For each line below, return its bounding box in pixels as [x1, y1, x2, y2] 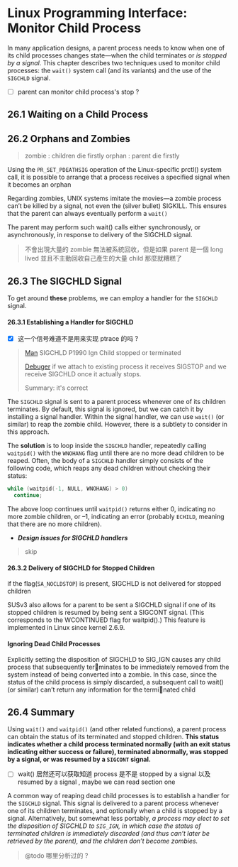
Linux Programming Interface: [7, 5, 188, 21]
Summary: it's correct [24, 383, 89, 392]
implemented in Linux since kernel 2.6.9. [7, 623, 125, 632]
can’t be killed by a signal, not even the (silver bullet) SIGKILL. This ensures [7, 202, 227, 210]
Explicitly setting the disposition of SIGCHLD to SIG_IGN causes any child [7, 655, 221, 664]
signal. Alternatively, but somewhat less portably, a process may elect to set [7, 814, 230, 823]
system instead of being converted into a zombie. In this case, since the [7, 670, 217, 679]
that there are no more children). [7, 520, 103, 528]
